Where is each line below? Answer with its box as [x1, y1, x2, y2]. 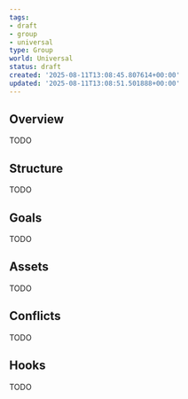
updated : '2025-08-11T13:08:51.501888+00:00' [9, 79, 180, 88]
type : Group [9, 46, 53, 55]
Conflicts [9, 309, 61, 324]
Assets [9, 259, 49, 275]
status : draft [9, 63, 62, 72]
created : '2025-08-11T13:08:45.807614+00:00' [9, 71, 180, 80]
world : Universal [9, 54, 74, 63]
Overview [9, 112, 65, 127]
